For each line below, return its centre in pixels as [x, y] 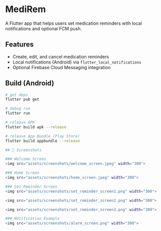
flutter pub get [22, 99]
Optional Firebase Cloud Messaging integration [62, 67]
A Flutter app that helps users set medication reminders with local [74, 23]
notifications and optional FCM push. [44, 28]
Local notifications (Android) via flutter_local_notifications [77, 62]
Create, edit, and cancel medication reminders [61, 56]
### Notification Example [32, 219]
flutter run [18, 113]
